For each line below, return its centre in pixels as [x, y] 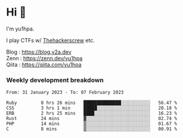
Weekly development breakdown [55, 80]
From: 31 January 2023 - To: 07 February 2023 [65, 93]
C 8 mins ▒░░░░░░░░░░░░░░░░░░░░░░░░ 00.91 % [92, 129]
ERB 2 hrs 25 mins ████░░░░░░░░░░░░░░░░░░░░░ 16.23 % [92, 114]
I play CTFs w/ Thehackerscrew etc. [51, 40]
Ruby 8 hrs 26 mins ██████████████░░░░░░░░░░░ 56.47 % [92, 103]
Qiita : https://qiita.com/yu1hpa [44, 65]
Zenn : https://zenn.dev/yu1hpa [44, 58]
